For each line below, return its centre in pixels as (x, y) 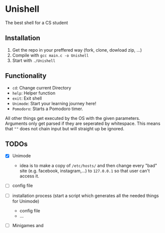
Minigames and (28, 225)
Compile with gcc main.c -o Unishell (50, 55)
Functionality (26, 76)
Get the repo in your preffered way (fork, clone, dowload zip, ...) (77, 50)
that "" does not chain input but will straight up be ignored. (65, 128)
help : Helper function (34, 93)
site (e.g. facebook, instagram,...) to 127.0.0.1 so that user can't (85, 171)
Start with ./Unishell (34, 60)
